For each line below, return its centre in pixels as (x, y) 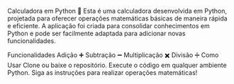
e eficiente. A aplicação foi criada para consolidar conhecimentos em (109, 26)
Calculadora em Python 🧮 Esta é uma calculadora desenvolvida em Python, (117, 11)
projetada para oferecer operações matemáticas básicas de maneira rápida (118, 18)
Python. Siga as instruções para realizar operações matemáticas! (102, 73)
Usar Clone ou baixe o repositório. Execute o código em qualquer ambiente (117, 65)
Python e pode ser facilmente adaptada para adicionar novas (96, 33)
